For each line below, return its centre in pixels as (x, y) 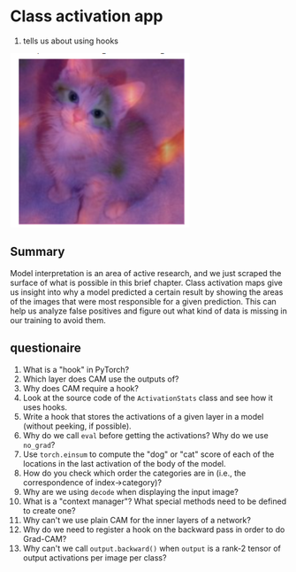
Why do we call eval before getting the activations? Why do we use (145, 435)
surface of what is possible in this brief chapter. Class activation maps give (147, 282)
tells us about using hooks (70, 41)
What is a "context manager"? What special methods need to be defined (154, 501)
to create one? (49, 510)
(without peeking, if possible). (77, 426)
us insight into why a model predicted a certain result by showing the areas (147, 292)
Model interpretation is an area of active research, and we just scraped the (146, 273)
